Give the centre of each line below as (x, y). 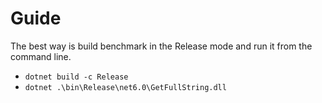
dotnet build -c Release (76, 77)
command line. (41, 56)
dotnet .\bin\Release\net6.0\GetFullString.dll (125, 87)
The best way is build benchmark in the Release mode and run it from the (161, 46)
